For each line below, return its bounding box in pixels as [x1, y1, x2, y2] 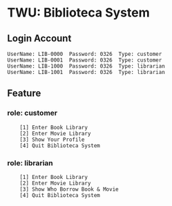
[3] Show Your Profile [19, 136, 85, 143]
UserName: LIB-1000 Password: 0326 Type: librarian [7, 63, 166, 70]
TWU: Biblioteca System [7, 5, 150, 21]
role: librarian [7, 158, 53, 167]
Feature [7, 88, 41, 100]
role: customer [7, 109, 57, 118]
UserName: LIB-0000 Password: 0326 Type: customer [7, 50, 162, 57]
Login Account [7, 32, 72, 44]
